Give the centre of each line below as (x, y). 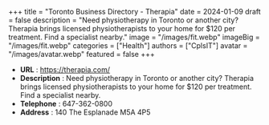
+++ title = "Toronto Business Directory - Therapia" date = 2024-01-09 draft (134, 12)
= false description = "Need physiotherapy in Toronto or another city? (124, 20)
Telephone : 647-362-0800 (66, 104)
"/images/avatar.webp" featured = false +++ (82, 54)
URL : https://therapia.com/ (65, 70)
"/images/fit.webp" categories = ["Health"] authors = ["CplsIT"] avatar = (128, 46)
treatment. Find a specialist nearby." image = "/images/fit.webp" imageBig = (134, 37)
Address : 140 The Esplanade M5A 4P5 (85, 112)
